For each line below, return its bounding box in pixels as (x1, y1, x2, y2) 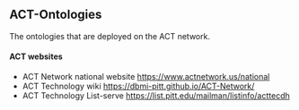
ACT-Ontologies (9, 7, 102, 22)
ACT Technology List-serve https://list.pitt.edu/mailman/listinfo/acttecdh (22, 90, 290, 101)
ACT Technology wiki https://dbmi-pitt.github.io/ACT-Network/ (22, 80, 255, 92)
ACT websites (9, 51, 63, 62)
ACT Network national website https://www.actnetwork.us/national (22, 72, 270, 82)
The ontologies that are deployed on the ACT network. (9, 30, 211, 41)
